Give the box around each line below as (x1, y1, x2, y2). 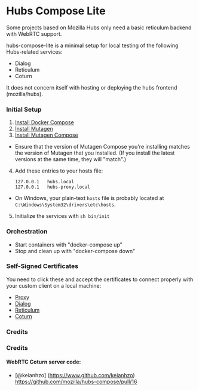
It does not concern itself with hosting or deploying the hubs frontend (6, 84, 177, 91)
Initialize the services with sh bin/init (14, 213, 110, 220)
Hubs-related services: (6, 48, 63, 55)
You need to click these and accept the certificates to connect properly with (6, 276, 194, 283)
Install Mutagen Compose (14, 131, 79, 138)
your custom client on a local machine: (6, 282, 102, 289)
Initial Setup (6, 105, 42, 113)
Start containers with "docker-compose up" (14, 241, 123, 248)
